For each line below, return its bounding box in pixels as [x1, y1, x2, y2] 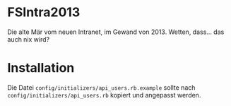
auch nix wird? [7, 35, 50, 43]
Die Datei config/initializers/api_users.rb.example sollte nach [7, 83, 196, 92]
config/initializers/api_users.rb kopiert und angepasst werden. [7, 90, 201, 99]
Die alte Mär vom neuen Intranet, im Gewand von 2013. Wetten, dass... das [7, 28, 225, 36]
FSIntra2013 [7, 4, 81, 20]
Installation [7, 60, 75, 76]
